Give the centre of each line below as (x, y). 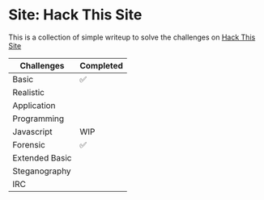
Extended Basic (42, 157)
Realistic (28, 92)
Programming (38, 119)
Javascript (32, 131)
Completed (102, 65)
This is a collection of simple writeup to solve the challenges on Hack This (132, 37)
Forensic (29, 144)
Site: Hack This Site (75, 15)
